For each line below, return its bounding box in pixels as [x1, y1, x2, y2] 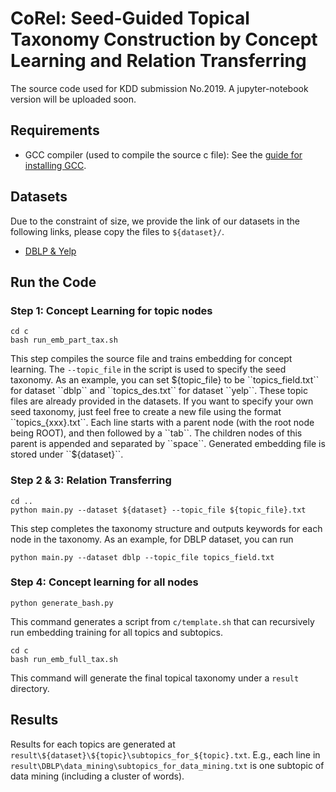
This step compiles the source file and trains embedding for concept [10, 353, 293, 365]
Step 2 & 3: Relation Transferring [10, 473, 172, 487]
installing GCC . [24, 159, 87, 171]
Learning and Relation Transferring [10, 50, 307, 72]
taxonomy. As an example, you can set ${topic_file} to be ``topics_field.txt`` [10, 374, 320, 386]
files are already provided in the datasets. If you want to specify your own [10, 395, 314, 407]
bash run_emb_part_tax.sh [10, 335, 118, 346]
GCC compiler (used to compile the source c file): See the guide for [24, 148, 303, 161]
